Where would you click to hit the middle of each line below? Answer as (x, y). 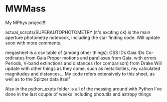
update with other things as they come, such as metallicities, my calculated (83, 68)
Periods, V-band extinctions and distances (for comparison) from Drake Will (83, 63)
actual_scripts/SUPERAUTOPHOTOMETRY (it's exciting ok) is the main (78, 32)
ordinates (15, 57)
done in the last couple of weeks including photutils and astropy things (78, 94)
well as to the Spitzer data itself (38, 79)
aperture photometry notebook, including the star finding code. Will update (83, 37)
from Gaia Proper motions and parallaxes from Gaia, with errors (91, 57)
